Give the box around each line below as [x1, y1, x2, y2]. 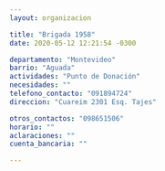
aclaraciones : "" [9, 131, 76, 140]
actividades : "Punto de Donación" [9, 72, 141, 81]
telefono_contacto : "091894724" [9, 89, 132, 98]
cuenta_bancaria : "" [9, 139, 88, 149]
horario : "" [9, 123, 55, 132]
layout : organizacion [9, 13, 92, 23]
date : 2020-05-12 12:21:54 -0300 [9, 38, 137, 48]
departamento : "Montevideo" [9, 55, 117, 64]
